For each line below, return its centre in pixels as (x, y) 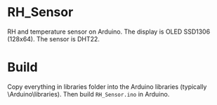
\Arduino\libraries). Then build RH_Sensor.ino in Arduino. (88, 94)
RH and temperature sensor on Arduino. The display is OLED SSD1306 (109, 31)
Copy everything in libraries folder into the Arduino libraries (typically (107, 86)
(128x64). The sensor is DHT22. (54, 38)
